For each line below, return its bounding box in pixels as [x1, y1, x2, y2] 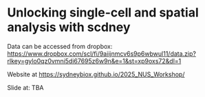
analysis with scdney [7, 19, 131, 35]
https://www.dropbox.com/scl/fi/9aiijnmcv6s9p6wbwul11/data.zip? [7, 50, 196, 58]
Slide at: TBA [7, 83, 44, 91]
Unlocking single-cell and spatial [7, 5, 199, 21]
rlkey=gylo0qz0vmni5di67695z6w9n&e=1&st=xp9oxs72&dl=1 [7, 56, 182, 65]
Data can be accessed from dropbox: [7, 42, 113, 50]
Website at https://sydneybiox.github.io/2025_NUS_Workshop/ [7, 70, 185, 78]
